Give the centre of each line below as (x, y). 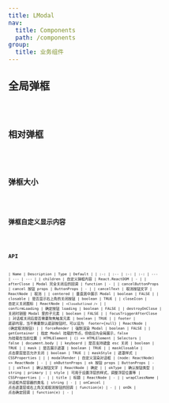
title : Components (46, 30)
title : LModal (32, 15)
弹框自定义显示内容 (37, 222)
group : (19, 45)
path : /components (46, 37)
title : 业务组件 (40, 52)
